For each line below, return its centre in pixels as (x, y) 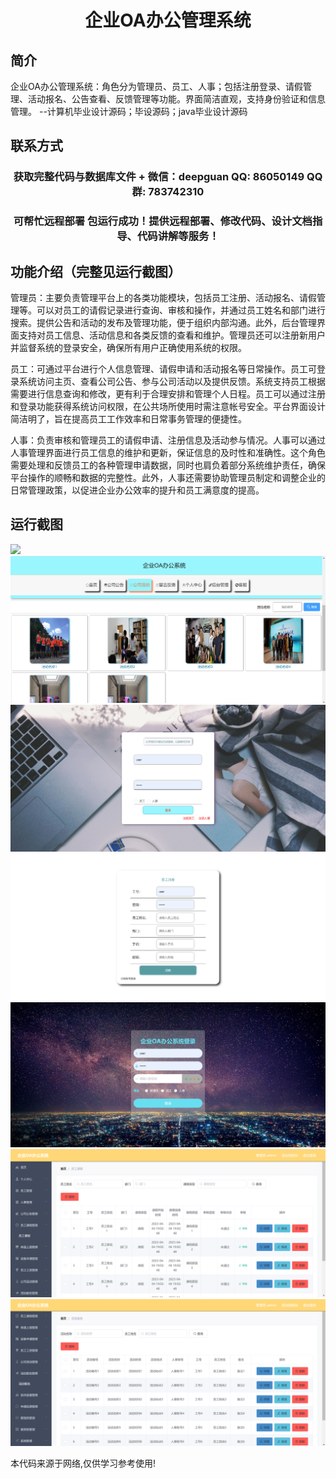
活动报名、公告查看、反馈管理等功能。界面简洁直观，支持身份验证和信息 (176, 99)
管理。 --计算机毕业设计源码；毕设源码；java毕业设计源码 (129, 111)
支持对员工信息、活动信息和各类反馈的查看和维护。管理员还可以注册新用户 (172, 335)
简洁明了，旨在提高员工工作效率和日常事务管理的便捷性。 (128, 419)
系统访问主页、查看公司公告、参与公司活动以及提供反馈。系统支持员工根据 (172, 382)
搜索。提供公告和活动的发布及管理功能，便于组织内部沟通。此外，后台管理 (163, 323)
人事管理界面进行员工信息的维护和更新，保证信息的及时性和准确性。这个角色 (168, 453)
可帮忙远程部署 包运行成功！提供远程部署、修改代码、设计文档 (163, 221)
